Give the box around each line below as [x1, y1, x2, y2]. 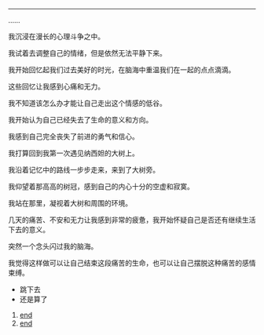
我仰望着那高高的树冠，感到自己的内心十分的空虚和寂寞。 [8, 182, 194, 191]
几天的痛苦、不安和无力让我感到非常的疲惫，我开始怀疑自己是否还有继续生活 [8, 215, 256, 224]
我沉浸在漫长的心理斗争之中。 [8, 32, 104, 41]
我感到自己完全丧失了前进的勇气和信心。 [8, 132, 139, 141]
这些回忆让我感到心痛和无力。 [8, 82, 104, 91]
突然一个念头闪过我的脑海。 [8, 242, 98, 251]
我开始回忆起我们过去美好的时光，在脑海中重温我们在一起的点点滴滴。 [8, 65, 236, 75]
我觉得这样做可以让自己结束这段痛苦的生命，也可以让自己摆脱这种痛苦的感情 [8, 258, 256, 268]
